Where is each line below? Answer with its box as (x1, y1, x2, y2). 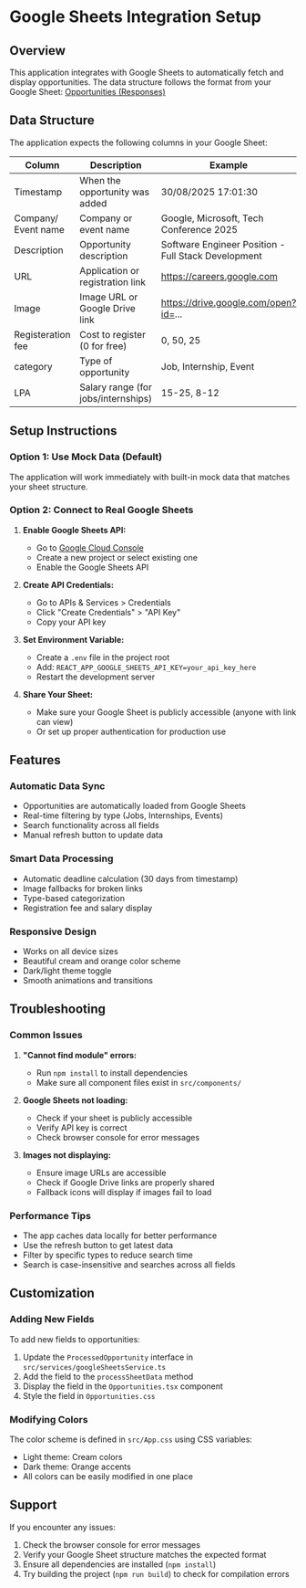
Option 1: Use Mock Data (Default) (9, 450, 163, 463)
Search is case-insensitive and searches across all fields (22, 1259, 236, 1270)
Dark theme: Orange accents (22, 1461, 132, 1472)
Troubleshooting (9, 1002, 107, 1017)
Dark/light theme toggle (22, 965, 112, 976)
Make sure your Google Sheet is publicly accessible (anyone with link (36, 706, 297, 718)
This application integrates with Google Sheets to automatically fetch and (9, 67, 284, 78)
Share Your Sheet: (22, 689, 94, 699)
